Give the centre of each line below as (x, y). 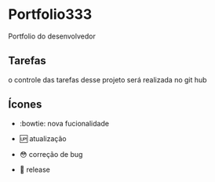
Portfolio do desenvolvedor (52, 36)
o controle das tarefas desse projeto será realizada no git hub (107, 79)
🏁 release (35, 169)
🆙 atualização (43, 138)
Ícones (25, 105)
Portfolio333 (50, 15)
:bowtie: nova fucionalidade (64, 123)
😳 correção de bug (51, 154)
